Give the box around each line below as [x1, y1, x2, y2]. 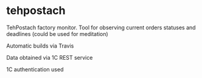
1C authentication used [6, 65, 64, 73]
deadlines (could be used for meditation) [6, 30, 108, 37]
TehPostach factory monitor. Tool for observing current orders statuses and [6, 24, 196, 31]
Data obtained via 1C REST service [6, 54, 93, 61]
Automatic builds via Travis [6, 42, 74, 49]
